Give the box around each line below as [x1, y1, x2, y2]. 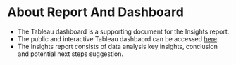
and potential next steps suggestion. [17, 50, 123, 58]
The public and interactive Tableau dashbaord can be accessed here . [17, 34, 219, 43]
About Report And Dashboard [7, 4, 185, 20]
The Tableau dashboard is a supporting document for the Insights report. [17, 27, 230, 36]
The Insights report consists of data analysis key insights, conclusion [17, 42, 218, 50]
